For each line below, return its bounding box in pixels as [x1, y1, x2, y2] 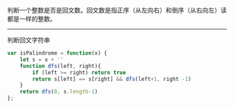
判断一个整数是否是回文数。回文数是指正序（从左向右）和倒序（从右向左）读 [7, 6, 227, 14]
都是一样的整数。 [7, 15, 56, 23]
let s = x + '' [19, 56, 64, 63]
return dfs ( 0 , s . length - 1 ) [19, 89, 98, 96]
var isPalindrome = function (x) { [7, 50, 108, 57]
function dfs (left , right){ [19, 62, 101, 69]
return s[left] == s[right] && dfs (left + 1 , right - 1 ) [32, 75, 192, 82]
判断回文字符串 [7, 36, 50, 44]
